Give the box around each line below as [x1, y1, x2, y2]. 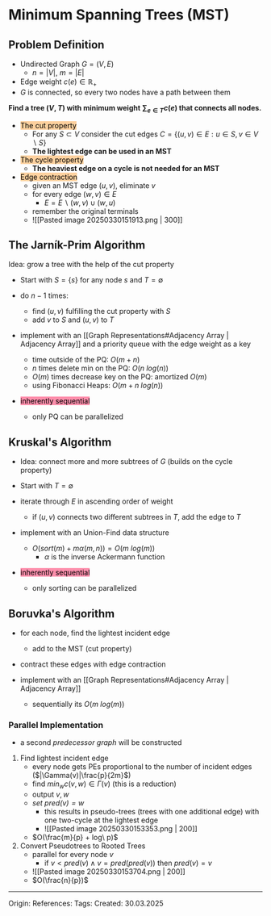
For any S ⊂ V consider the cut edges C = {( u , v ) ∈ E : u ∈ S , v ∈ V [31, 129, 259, 139]
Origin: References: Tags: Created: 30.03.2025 [8, 898, 164, 909]
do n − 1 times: [19, 291, 69, 300]
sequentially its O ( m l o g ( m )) [31, 700, 125, 709]
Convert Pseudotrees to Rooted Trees [19, 841, 146, 851]
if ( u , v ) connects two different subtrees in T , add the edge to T [31, 512, 241, 522]
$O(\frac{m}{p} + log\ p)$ [31, 833, 119, 843]
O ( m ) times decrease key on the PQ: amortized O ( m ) [31, 372, 207, 382]
